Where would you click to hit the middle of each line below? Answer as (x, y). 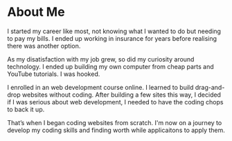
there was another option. (44, 46)
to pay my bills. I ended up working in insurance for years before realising (112, 38)
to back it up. (26, 109)
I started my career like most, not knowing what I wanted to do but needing (114, 31)
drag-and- (210, 87)
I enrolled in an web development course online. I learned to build (100, 87)
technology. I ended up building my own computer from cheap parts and (110, 66)
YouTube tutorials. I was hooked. (54, 74)
